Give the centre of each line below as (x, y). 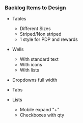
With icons (31, 65)
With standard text (39, 59)
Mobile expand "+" (39, 110)
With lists (29, 70)
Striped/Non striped (40, 34)
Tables (19, 19)
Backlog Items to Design (35, 8)
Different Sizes (35, 29)
